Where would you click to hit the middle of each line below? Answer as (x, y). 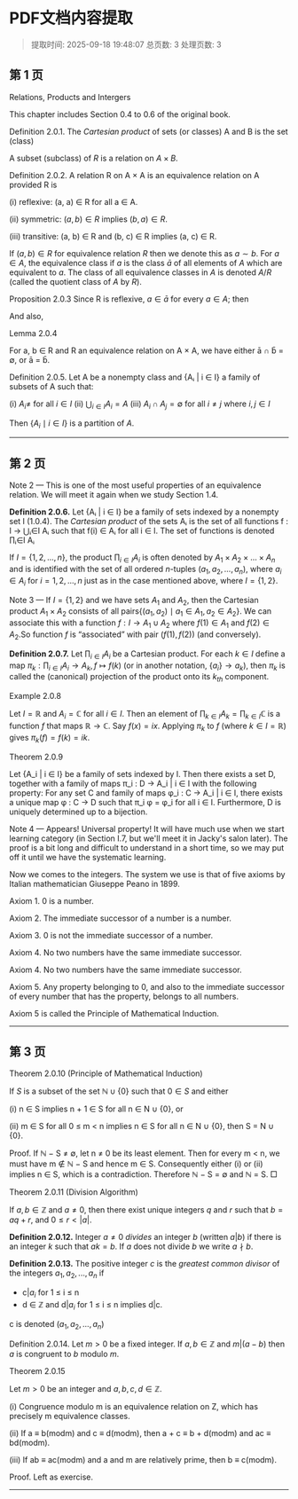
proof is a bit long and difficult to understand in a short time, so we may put (147, 847)
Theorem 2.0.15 (37, 1370)
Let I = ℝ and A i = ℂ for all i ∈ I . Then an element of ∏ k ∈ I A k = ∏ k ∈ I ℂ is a (145, 715)
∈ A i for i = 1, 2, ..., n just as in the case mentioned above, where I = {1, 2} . (144, 581)
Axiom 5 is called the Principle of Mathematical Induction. (114, 1013)
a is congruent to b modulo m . (64, 1354)
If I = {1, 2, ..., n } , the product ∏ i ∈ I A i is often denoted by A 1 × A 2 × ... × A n (142, 558)
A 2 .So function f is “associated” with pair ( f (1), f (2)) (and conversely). (135, 635)
